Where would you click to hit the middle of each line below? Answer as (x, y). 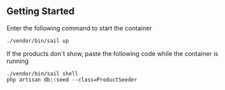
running (18, 61)
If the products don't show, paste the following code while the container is (112, 53)
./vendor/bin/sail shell (42, 73)
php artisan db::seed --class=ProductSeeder (72, 80)
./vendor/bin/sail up (38, 41)
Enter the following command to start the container (79, 28)
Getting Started (41, 11)
